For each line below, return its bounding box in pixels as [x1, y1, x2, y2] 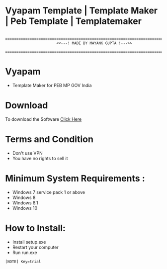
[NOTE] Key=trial [5, 259, 41, 264]
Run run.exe [12, 249, 37, 256]
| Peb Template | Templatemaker [5, 15, 142, 27]
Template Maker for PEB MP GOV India [12, 82, 92, 88]
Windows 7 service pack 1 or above [12, 189, 85, 195]
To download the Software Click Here [5, 116, 82, 122]
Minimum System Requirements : [5, 173, 145, 184]
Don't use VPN [12, 150, 43, 156]
